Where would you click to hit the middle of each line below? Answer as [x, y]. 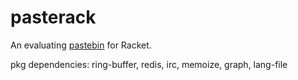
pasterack [53, 17]
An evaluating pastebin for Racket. [81, 45]
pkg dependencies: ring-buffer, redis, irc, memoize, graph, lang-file [149, 64]
